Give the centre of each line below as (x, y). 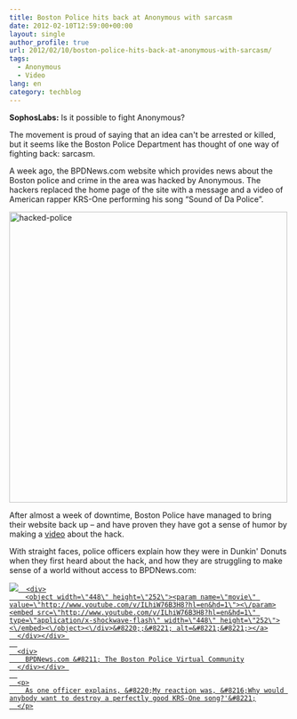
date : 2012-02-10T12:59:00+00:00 (71, 26)
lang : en (25, 84)
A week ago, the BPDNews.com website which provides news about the (141, 171)
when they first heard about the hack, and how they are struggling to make (146, 561)
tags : (19, 59)
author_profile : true (49, 42)
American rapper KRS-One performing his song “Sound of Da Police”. (136, 199)
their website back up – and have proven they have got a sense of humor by (148, 524)
